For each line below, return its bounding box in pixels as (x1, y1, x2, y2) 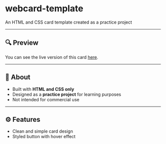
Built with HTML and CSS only (12, 86, 75, 92)
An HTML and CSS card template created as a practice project (5, 19, 132, 25)
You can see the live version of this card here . (5, 54, 99, 60)
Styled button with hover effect (12, 134, 76, 140)
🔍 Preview (5, 39, 39, 47)
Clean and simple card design (12, 128, 73, 134)
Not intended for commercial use (12, 96, 80, 102)
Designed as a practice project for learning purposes (12, 91, 122, 97)
